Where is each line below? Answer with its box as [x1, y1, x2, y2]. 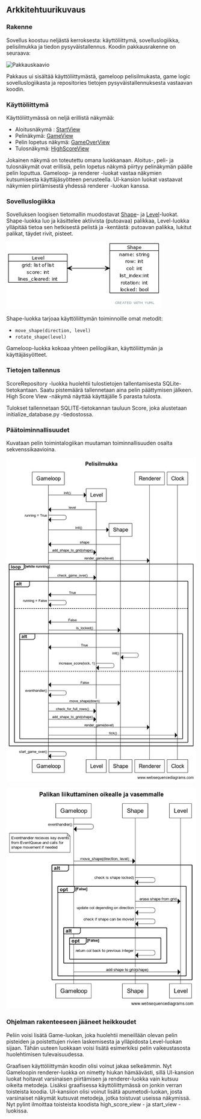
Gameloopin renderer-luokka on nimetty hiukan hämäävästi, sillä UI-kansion [6, 1068, 194, 1076]
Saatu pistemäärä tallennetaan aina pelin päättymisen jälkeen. [40, 386, 193, 393]
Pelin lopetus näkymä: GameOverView [14, 138, 110, 146]
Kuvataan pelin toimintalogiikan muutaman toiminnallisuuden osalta [6, 439, 173, 446]
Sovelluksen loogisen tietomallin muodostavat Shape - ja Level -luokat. [6, 211, 179, 218]
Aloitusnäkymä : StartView [14, 126, 81, 133]
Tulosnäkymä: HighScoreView [14, 144, 89, 152]
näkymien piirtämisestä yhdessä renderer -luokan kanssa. [6, 182, 150, 189]
